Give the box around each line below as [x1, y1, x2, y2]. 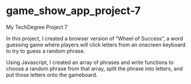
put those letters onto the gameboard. [6, 71, 98, 78]
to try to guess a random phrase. [6, 47, 86, 54]
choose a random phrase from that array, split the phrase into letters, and [6, 65, 183, 72]
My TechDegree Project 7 [6, 23, 68, 31]
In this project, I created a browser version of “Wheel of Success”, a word [6, 35, 183, 42]
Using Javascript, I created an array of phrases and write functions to [6, 59, 174, 66]
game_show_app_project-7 [6, 4, 141, 18]
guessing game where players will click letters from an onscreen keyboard [6, 41, 186, 48]
